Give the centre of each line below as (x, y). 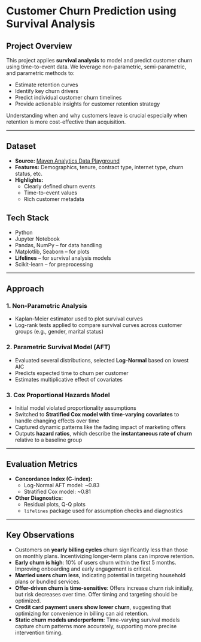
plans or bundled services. (48, 581)
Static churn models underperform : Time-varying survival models (97, 620)
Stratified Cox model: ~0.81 (57, 491)
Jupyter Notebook (37, 239)
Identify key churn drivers (47, 91)
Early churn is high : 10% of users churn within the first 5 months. (95, 562)
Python (24, 232)
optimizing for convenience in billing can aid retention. (82, 613)
